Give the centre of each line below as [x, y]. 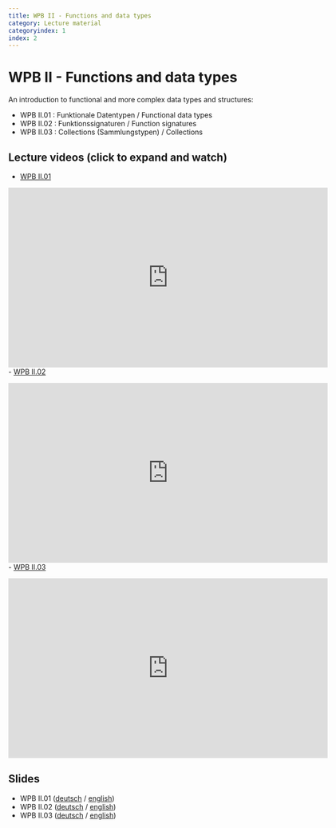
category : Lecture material [55, 23]
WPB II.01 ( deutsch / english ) [67, 798]
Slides [24, 779]
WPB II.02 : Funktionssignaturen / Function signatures [108, 124]
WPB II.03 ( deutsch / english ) [68, 815]
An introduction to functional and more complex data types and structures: [131, 100]
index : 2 [23, 38]
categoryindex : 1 [37, 30]
